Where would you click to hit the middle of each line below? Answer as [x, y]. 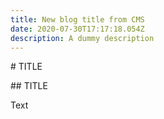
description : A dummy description [82, 38]
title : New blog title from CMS [77, 19]
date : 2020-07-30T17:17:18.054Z [77, 29]
